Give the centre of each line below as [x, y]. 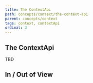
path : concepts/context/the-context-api [47, 14]
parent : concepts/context [31, 19]
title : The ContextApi [28, 10]
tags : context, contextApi [32, 23]
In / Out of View [29, 74]
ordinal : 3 [16, 28]
